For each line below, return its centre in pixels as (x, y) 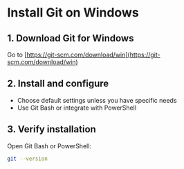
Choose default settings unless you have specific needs (97, 100)
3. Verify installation (52, 129)
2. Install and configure (58, 84)
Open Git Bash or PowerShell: (49, 146)
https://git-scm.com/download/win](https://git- (93, 54)
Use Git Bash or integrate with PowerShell (77, 108)
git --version (28, 159)
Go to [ (17, 54)
